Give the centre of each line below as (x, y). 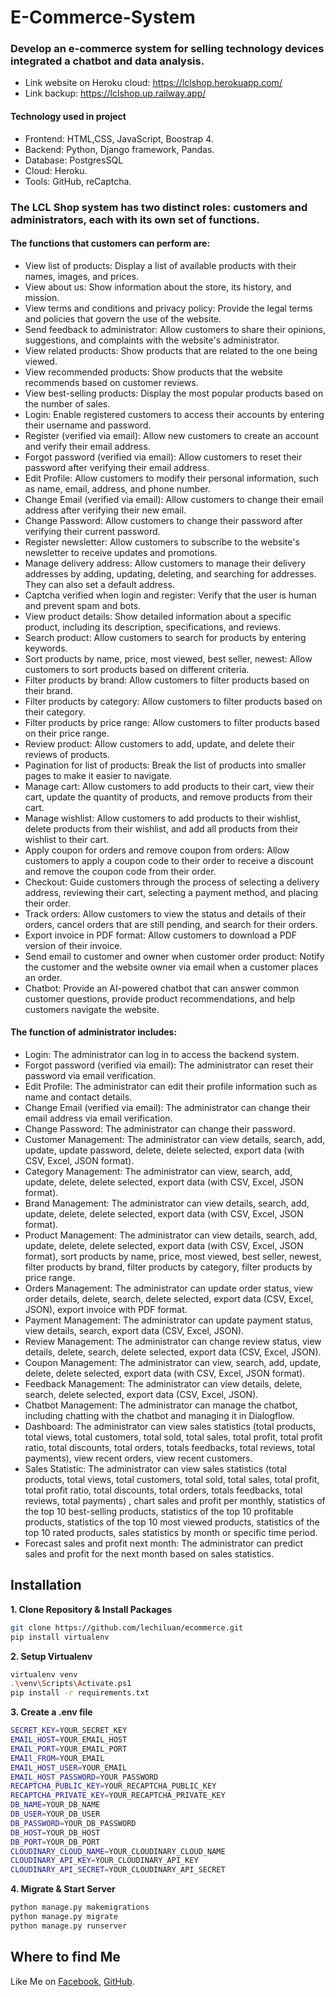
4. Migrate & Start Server (63, 1889)
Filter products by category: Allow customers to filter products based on (173, 701)
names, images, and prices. (81, 276)
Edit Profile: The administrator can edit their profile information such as (171, 1087)
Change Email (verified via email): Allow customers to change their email (174, 499)
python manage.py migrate (64, 1917)
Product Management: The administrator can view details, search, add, (171, 1235)
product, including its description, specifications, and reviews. (153, 627)
